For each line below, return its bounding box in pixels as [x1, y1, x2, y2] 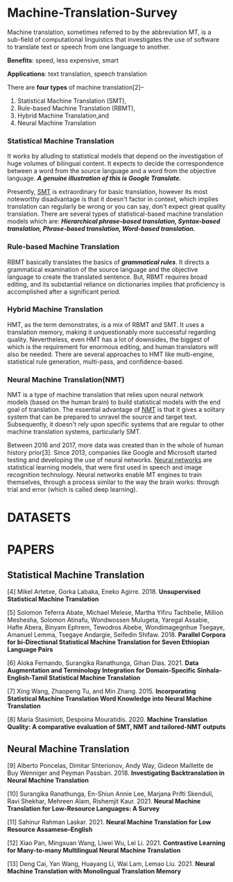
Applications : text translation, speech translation [7, 70, 147, 78]
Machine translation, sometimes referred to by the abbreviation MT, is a [7, 28, 212, 36]
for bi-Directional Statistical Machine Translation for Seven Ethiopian [7, 638, 210, 646]
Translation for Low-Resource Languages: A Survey [7, 805, 160, 813]
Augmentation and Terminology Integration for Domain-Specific [7, 666, 196, 675]
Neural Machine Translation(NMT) [7, 374, 125, 384]
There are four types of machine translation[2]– [7, 83, 144, 91]
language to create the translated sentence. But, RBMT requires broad [7, 273, 208, 281]
